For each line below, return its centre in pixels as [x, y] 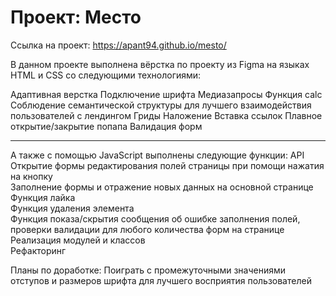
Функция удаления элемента [72, 208]
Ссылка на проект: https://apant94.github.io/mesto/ [118, 45]
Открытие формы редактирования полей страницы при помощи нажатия [167, 165]
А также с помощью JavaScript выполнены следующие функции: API [157, 155]
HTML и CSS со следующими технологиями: [106, 75]
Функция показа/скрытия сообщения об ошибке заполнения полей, [155, 218]
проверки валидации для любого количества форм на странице [147, 229]
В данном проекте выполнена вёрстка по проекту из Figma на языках [160, 64]
